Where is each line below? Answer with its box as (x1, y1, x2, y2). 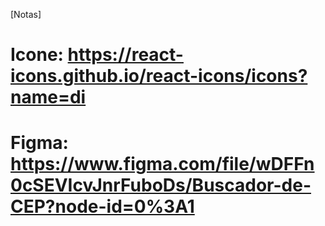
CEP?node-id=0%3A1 (10, 195, 195, 218)
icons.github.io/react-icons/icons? (10, 65, 308, 88)
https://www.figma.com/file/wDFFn (10, 153, 315, 176)
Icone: (10, 44, 64, 66)
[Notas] (10, 9, 42, 20)
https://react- (67, 44, 184, 66)
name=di (10, 86, 87, 109)
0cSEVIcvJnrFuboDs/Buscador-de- (10, 174, 312, 197)
